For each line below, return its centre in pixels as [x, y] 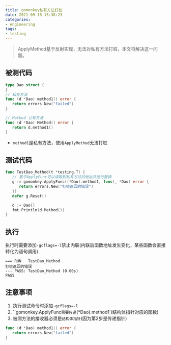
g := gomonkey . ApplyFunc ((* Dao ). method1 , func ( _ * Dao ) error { [80, 182]
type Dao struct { [25, 85]
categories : [18, 19]
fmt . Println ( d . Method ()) [38, 210]
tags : [11, 29]
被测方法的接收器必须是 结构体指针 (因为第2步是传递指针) [70, 318]
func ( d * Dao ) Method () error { [39, 122]
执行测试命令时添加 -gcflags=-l [45, 305]
